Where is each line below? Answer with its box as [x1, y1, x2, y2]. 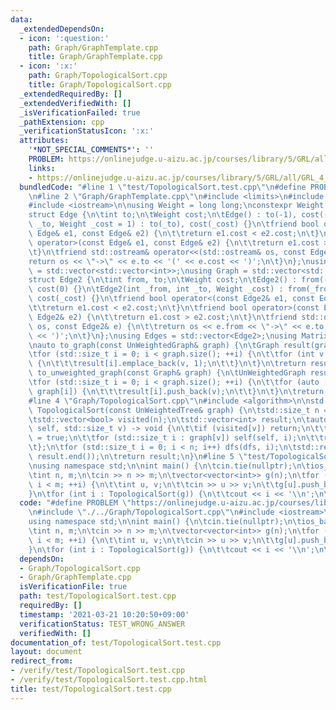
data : [10, 14, 33, 25]
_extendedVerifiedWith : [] [19, 98, 132, 108]
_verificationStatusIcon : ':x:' [19, 126, 155, 136]
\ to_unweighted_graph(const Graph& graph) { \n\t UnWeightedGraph [28, 368, 307, 378]
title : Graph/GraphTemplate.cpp [28, 52, 163, 62]
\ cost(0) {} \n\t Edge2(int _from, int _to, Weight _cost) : [28, 284, 284, 295]
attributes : [19, 136, 70, 146]
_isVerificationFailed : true [19, 107, 141, 118]
